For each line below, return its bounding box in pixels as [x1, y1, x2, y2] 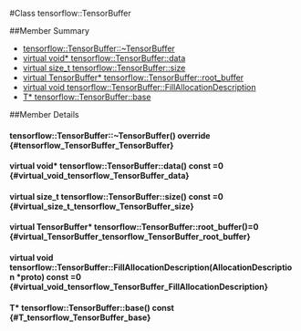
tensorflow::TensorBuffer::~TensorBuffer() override [9, 129, 211, 140]
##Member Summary [9, 26, 89, 36]
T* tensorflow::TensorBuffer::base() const [9, 302, 175, 313]
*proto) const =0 [16, 271, 82, 282]
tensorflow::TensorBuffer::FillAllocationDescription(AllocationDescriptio [9, 262, 293, 273]
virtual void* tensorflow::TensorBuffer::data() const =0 [9, 160, 223, 171]
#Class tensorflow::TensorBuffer [9, 8, 131, 18]
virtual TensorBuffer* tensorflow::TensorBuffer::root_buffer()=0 [9, 222, 259, 233]
